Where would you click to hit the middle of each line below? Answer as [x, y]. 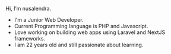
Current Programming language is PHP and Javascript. [81, 26]
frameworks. [30, 38]
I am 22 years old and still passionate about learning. [79, 45]
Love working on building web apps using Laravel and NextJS [90, 32]
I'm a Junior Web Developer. [49, 20]
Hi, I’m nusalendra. [28, 9]
